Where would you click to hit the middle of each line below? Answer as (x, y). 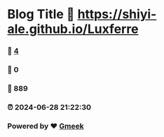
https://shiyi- (117, 14)
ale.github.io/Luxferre (73, 29)
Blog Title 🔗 (41, 14)
